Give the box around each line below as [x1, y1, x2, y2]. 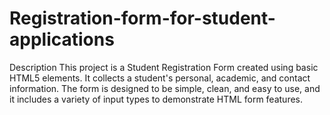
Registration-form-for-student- [9, 7, 276, 30]
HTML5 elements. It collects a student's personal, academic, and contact [9, 72, 311, 84]
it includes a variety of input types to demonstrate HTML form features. [9, 93, 303, 105]
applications [9, 28, 115, 51]
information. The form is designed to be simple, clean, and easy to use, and [9, 82, 321, 94]
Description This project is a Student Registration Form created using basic [9, 61, 319, 73]
